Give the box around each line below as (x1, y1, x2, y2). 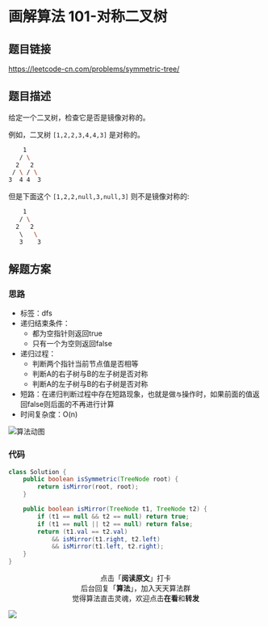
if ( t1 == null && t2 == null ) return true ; (37, 512, 190, 520)
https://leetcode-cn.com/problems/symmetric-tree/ (8, 64, 180, 74)
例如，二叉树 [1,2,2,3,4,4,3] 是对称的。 (8, 129, 145, 139)
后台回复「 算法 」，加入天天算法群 (80, 583, 191, 593)
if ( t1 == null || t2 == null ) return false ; (37, 519, 194, 528)
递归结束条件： (19, 319, 70, 328)
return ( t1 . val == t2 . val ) (37, 527, 128, 536)
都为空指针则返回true (31, 328, 103, 338)
